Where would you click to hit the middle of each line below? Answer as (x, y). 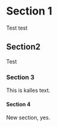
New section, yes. (28, 118)
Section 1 (29, 11)
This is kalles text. (28, 90)
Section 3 (20, 77)
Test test (17, 28)
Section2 (23, 47)
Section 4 (19, 104)
